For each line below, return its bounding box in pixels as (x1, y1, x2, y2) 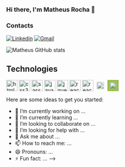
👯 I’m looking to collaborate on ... (14, 120, 96, 128)
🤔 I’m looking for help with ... (14, 126, 85, 134)
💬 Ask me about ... (14, 133, 60, 140)
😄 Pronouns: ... (14, 149, 54, 156)
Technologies (6, 64, 58, 74)
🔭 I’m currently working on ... (14, 107, 86, 115)
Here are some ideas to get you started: (6, 96, 104, 103)
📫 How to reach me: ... (14, 140, 72, 147)
